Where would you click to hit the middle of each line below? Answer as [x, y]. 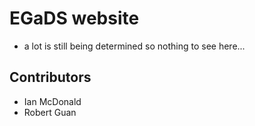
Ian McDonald [52, 101]
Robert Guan [50, 112]
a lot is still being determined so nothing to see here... [134, 46]
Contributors [50, 77]
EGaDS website [74, 18]
